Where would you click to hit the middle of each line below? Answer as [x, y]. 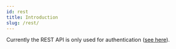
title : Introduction [32, 17]
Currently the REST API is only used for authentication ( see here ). [88, 40]
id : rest [17, 12]
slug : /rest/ [23, 23]
